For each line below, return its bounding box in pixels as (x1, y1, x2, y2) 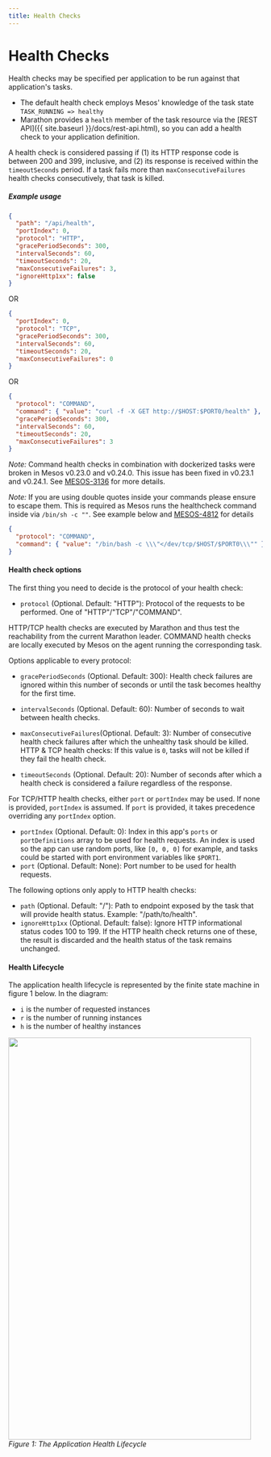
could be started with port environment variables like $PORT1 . (19, 852, 222, 862)
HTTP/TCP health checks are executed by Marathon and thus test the (8, 622, 240, 632)
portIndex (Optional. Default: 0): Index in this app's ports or (19, 827, 218, 836)
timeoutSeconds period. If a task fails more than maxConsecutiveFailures (8, 165, 246, 174)
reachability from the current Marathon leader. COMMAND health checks (8, 631, 252, 641)
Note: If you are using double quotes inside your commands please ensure (8, 492, 256, 502)
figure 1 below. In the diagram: (8, 989, 109, 999)
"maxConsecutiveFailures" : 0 (15, 354, 114, 363)
